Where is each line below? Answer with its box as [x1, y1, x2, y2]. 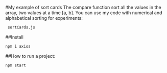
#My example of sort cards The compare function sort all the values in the [5, 5, 162, 10]
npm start [5, 63, 27, 68]
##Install [5, 34, 24, 40]
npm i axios [5, 44, 31, 49]
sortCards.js [7, 25, 36, 30]
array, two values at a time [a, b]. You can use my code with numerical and [5, 10, 162, 16]
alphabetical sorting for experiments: [5, 15, 83, 21]
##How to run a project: [5, 53, 56, 59]
